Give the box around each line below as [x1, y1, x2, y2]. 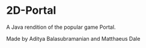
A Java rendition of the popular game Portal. [6, 23, 116, 31]
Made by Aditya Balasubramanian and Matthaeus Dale [6, 35, 141, 42]
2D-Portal [6, 4, 56, 17]
